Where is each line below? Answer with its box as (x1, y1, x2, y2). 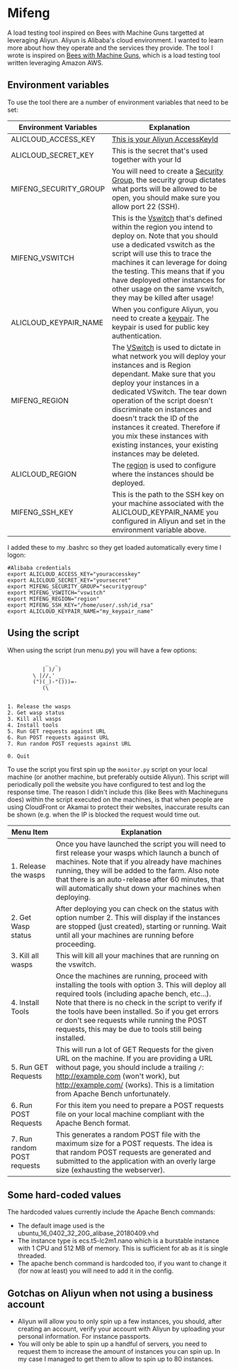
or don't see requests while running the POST (55, 1015, 208, 1025)
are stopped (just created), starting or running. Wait (55, 921, 227, 931)
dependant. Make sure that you (111, 369, 216, 378)
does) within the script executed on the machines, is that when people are (7, 795, 224, 804)
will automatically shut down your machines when (55, 883, 221, 893)
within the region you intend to (111, 222, 213, 232)
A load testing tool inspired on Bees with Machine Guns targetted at (7, 28, 205, 37)
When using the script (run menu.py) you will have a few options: (7, 646, 197, 654)
